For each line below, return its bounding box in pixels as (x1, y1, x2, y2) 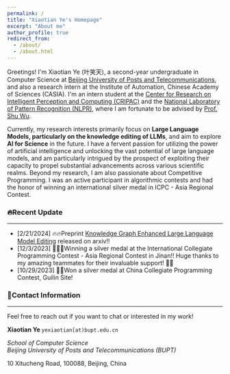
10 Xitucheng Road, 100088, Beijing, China (7, 360, 127, 368)
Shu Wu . (7, 111, 31, 120)
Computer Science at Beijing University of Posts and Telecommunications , (7, 75, 217, 83)
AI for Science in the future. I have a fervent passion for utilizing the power (7, 139, 218, 148)
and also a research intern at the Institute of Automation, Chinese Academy (7, 83, 219, 91)
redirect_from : (7, 36, 51, 42)
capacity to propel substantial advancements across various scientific (7, 161, 205, 170)
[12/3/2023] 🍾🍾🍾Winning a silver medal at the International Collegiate (16, 244, 213, 253)
